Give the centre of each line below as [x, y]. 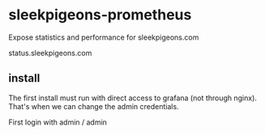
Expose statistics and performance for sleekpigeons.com [104, 37]
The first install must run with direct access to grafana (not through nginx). [133, 98]
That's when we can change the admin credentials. [94, 106]
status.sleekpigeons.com [50, 53]
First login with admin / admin [58, 122]
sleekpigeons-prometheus [100, 15]
